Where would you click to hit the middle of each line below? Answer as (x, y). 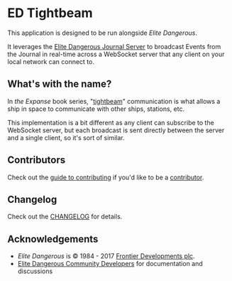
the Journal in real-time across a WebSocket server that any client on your (116, 54)
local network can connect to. (51, 61)
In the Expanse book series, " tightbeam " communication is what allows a (114, 101)
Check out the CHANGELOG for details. (65, 217)
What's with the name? (60, 84)
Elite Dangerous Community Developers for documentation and (110, 264)
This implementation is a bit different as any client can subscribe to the (111, 122)
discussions (35, 271)
